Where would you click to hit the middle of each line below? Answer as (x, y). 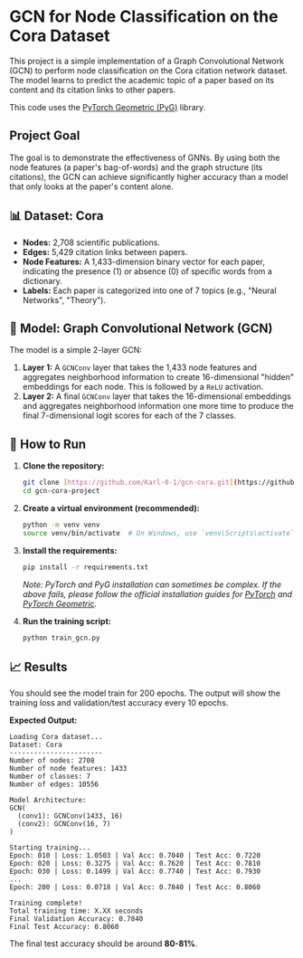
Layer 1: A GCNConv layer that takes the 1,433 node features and (140, 367)
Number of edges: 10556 (54, 784)
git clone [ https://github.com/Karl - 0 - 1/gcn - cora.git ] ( (130, 483)
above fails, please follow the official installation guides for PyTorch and (157, 593)
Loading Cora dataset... (56, 737)
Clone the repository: (63, 466)
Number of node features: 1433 (68, 769)
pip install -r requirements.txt (85, 567)
